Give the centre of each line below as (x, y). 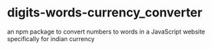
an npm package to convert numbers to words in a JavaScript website (106, 32)
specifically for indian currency (51, 38)
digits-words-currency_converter (105, 13)
